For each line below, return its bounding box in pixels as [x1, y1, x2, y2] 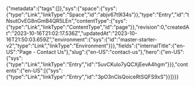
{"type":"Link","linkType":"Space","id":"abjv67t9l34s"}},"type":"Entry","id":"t [6, 11, 190, 18]
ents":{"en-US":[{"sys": [6, 67, 63, 74]
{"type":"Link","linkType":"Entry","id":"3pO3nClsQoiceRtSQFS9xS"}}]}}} [6, 73, 179, 80]
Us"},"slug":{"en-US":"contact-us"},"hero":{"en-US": [57, 49, 185, 55]
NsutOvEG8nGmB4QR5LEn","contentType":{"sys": [6, 18, 127, 24]
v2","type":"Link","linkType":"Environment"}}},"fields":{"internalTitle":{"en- [6, 42, 186, 49]
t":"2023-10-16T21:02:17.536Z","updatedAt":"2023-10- [6, 30, 138, 37]
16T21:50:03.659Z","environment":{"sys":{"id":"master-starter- [6, 36, 158, 43]
